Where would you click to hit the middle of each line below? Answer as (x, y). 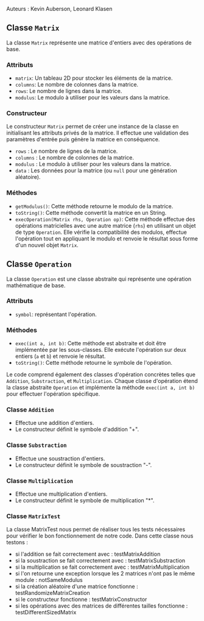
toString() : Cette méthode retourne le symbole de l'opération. (93, 363)
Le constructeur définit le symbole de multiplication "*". (85, 500)
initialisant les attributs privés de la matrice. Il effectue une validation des (97, 133)
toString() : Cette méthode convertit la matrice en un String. (91, 212)
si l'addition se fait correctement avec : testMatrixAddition (88, 554)
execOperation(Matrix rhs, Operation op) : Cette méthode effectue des (105, 219)
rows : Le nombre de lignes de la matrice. (66, 151)
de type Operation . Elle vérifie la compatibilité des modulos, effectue (101, 232)
